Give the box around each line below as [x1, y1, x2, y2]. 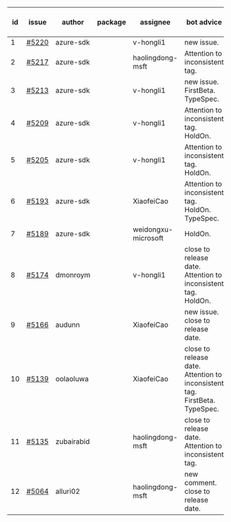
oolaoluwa [55, 374, 89, 383]
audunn [55, 320, 80, 329]
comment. [184, 478, 217, 487]
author [61, 17, 85, 27]
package [97, 17, 126, 27]
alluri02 [55, 487, 80, 496]
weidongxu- [133, 225, 173, 234]
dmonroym [55, 271, 91, 280]
